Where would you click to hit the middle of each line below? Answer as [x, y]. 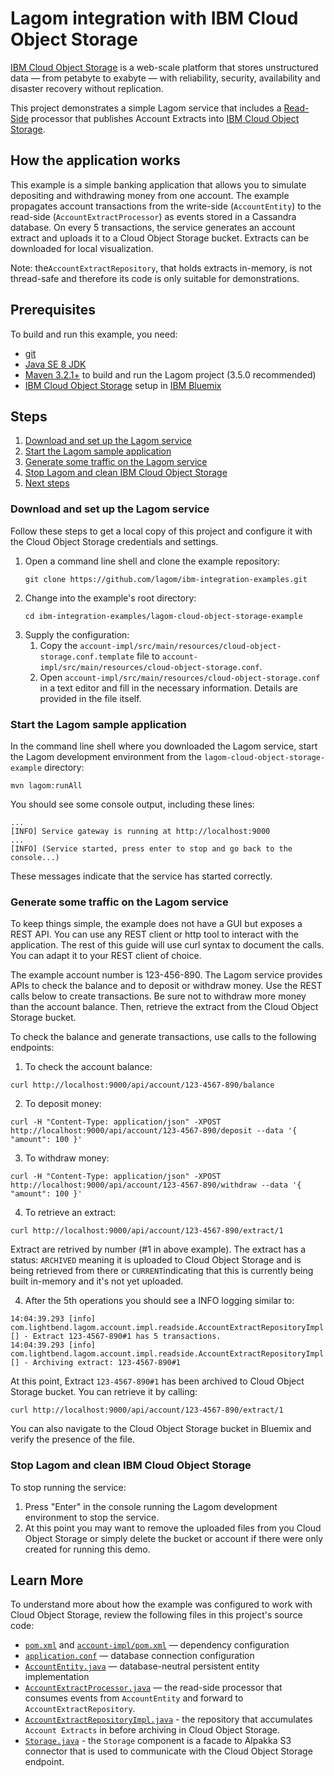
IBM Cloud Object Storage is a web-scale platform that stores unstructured [164, 67]
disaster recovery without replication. [87, 88]
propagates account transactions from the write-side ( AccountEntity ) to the [166, 206]
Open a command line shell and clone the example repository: [152, 561]
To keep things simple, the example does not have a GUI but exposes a [156, 924]
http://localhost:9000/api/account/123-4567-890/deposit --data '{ [154, 1131]
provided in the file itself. [90, 698]
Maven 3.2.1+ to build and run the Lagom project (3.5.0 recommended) [170, 374]
